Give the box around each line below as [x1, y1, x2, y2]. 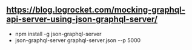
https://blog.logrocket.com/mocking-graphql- [6, 5, 186, 15]
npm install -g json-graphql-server [15, 30, 102, 37]
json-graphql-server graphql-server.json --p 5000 [15, 36, 141, 44]
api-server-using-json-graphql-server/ [6, 14, 158, 25]
